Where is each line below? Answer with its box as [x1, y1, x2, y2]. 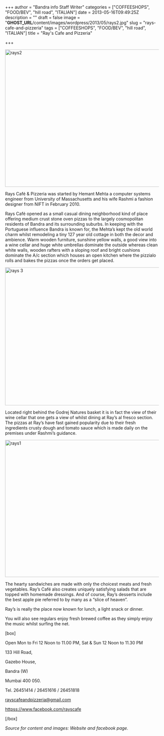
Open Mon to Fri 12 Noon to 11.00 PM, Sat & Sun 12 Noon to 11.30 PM [5, 640, 143, 645]
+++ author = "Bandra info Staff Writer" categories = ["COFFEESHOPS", [5, 4, 150, 10]
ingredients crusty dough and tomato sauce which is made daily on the [5, 425, 148, 430]
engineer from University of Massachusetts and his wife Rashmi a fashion [5, 196, 153, 202]
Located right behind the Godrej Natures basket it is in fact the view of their [5, 409, 157, 415]
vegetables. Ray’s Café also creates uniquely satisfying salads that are [5, 586, 146, 592]
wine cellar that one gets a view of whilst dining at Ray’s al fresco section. [5, 415, 153, 420]
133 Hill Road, [5, 649, 33, 655]
